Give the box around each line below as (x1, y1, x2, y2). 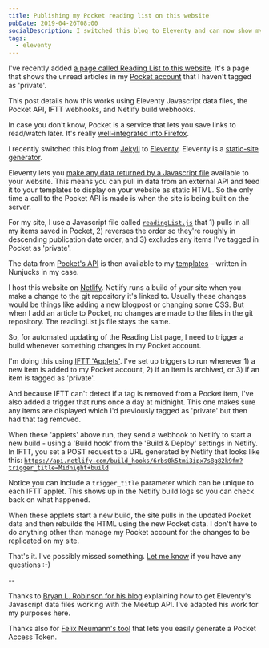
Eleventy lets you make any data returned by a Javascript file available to (8, 168, 250, 178)
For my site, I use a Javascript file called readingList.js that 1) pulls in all (8, 218, 250, 227)
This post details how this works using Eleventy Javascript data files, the (8, 96, 248, 106)
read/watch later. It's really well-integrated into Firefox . (8, 129, 190, 139)
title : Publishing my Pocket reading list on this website (8, 11, 210, 20)
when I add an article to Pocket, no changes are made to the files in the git (8, 308, 254, 318)
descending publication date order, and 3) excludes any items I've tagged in (8, 235, 259, 244)
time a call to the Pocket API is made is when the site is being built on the (8, 194, 250, 203)
